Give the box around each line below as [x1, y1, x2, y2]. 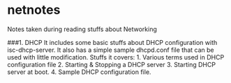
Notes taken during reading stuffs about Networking [7, 25, 157, 33]
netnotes [7, 2, 61, 18]
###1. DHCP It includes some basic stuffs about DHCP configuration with [7, 38, 218, 46]
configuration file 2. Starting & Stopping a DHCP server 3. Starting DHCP [7, 60, 216, 68]
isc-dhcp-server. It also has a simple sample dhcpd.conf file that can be [7, 46, 214, 54]
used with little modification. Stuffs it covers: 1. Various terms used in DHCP [7, 53, 225, 61]
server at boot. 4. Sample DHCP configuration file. [7, 68, 151, 76]
